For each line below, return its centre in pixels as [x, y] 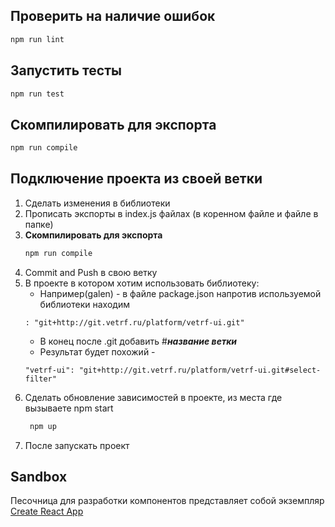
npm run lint [37, 39]
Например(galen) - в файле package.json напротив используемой [180, 293]
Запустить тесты [66, 70]
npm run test [37, 94]
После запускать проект [77, 445]
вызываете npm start [69, 408]
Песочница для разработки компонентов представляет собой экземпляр [167, 501]
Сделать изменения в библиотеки [97, 203]
